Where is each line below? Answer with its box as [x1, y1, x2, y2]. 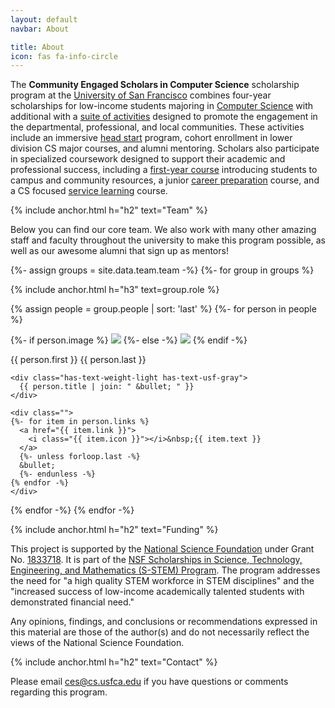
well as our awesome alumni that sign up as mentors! [10, 245, 229, 257]
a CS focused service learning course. [10, 185, 168, 197]
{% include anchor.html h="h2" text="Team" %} [10, 204, 208, 216]
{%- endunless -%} [19, 469, 97, 480]
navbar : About [10, 24, 70, 34]
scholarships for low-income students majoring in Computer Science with [10, 100, 314, 112]
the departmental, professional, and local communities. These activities [10, 121, 305, 133]
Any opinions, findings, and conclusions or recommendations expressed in [10, 616, 318, 628]
